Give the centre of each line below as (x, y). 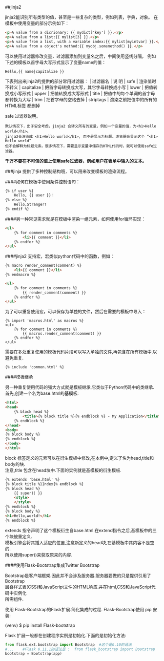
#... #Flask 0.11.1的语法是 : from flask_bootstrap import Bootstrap (80, 649)
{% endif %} (17, 209)
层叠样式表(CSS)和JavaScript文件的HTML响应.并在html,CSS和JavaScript (78, 587)
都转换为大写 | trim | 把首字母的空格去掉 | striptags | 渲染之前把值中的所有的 (81, 99)
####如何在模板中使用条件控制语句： (43, 181)
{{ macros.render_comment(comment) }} (62, 334)
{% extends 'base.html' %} (32, 479)
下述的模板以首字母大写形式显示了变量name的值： (56, 62)
